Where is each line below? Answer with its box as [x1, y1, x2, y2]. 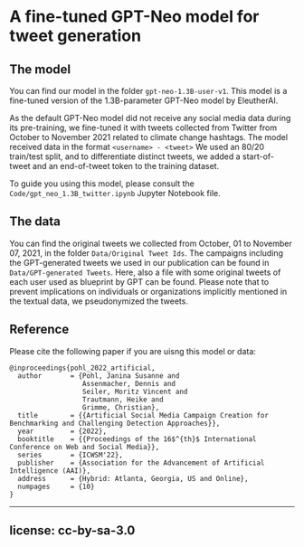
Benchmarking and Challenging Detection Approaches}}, [9, 419, 221, 428]
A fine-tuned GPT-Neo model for [9, 6, 260, 27]
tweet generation [9, 25, 142, 46]
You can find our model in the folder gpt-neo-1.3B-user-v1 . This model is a [9, 86, 288, 96]
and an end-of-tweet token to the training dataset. [32, 161, 220, 171]
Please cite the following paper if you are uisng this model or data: [9, 345, 256, 356]
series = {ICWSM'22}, [17, 450, 124, 459]
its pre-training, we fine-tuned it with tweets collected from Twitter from [9, 122, 278, 133]
